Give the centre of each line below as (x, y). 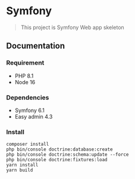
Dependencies (28, 97)
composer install (28, 144)
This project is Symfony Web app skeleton (73, 27)
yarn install (22, 165)
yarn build (20, 170)
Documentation (36, 46)
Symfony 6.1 (29, 110)
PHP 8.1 (24, 76)
